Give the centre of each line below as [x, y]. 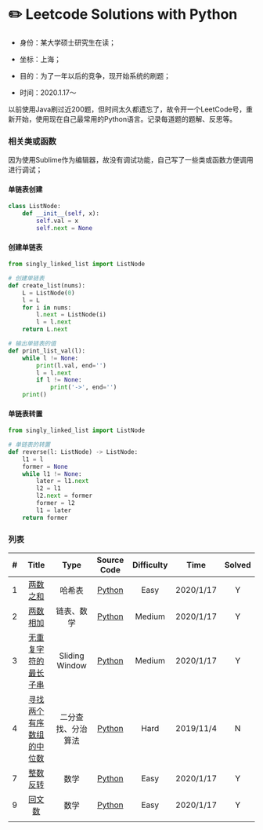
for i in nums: [47, 307]
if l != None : [59, 380]
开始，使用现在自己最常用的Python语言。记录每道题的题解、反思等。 [126, 119]
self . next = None [64, 229]
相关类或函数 [32, 141]
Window [72, 666]
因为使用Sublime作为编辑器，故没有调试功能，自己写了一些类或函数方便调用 [131, 160]
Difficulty [150, 565]
